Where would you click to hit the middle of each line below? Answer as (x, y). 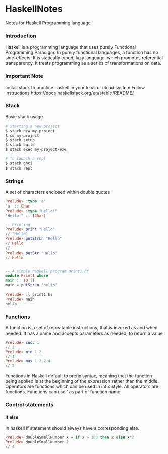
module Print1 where (27, 276)
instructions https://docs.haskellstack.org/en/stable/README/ (70, 93)
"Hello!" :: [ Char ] (26, 216)
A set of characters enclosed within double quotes (58, 192)
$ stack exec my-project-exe (36, 150)
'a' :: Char (18, 206)
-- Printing (18, 225)
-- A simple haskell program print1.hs (47, 271)
